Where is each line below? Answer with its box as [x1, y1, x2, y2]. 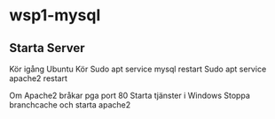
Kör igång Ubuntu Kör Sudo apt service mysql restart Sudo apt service [9, 63, 267, 74]
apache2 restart [9, 73, 68, 84]
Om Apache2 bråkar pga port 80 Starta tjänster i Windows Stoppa [9, 90, 250, 100]
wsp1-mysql [9, 5, 101, 26]
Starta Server [9, 41, 86, 56]
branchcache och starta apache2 [9, 100, 131, 110]
